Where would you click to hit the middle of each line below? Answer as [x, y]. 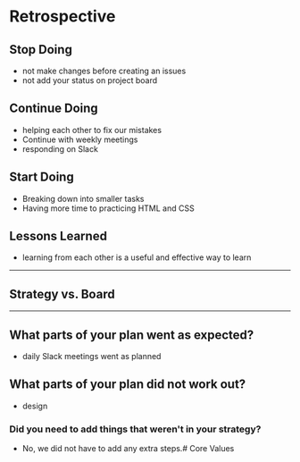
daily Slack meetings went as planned [92, 357]
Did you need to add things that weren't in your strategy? [135, 429]
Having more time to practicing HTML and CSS [108, 208]
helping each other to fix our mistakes [92, 130]
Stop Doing [41, 50]
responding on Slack [60, 148]
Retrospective [62, 17]
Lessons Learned [58, 236]
